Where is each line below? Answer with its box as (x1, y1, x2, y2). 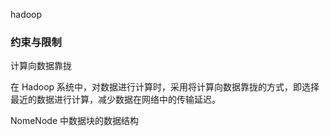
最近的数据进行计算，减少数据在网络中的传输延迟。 (10, 94, 221, 106)
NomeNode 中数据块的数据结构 (10, 115, 139, 127)
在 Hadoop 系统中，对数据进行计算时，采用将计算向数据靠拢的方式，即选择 (10, 81, 320, 93)
